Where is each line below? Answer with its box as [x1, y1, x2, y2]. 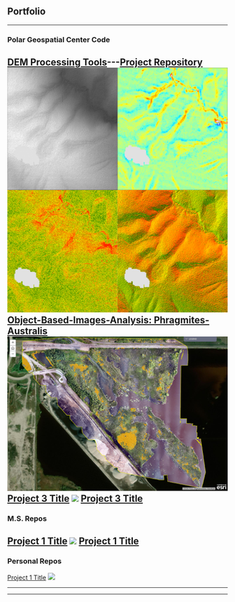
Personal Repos [7, 556, 62, 566]
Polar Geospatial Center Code [7, 34, 111, 44]
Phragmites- [153, 314, 210, 326]
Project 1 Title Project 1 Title [7, 535, 139, 547]
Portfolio [7, 6, 46, 18]
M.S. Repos [7, 514, 48, 523]
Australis [7, 326, 48, 337]
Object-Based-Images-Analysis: [7, 314, 152, 326]
